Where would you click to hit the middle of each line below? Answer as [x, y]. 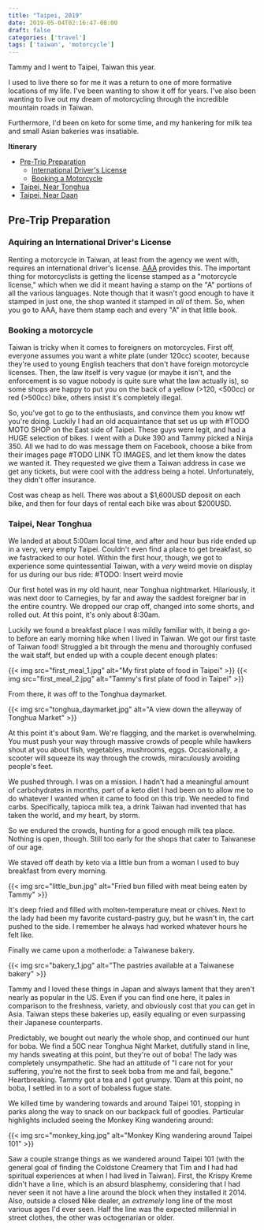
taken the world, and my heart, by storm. [74, 816]
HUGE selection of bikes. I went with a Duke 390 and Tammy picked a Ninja [131, 438]
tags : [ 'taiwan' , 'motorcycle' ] [61, 45]
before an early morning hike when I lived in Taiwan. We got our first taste [136, 638]
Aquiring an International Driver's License [90, 243]
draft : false [30, 30]
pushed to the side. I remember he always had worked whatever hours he [128, 927]
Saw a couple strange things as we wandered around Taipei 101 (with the [126, 1159]
